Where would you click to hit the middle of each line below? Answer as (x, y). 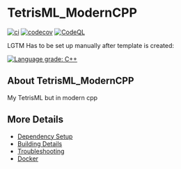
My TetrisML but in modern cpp (53, 97)
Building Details (40, 143)
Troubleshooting (41, 151)
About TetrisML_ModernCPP (71, 81)
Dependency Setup (45, 136)
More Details (36, 120)
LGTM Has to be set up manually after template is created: (90, 45)
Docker (28, 159)
